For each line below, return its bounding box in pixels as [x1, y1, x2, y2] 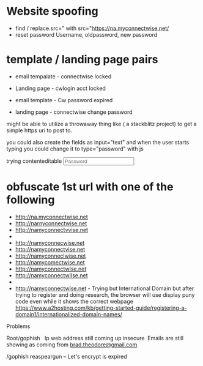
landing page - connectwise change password [15, 108, 133, 116]
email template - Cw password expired [15, 96, 113, 103]
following [6, 193, 55, 207]
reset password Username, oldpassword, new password [15, 31, 158, 38]
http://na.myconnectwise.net [15, 213, 89, 220]
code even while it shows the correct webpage [15, 297, 133, 305]
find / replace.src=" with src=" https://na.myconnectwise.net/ [15, 24, 169, 32]
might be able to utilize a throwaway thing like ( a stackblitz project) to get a [6, 120, 197, 127]
